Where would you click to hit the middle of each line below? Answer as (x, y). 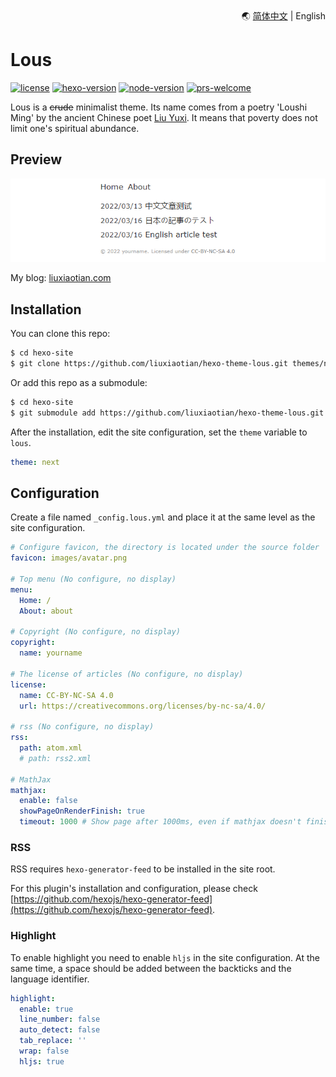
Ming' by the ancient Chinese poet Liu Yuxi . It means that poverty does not (164, 117)
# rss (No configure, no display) (82, 727)
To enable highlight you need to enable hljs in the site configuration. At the (165, 957)
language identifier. (50, 979)
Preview (36, 159)
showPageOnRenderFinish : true (82, 811)
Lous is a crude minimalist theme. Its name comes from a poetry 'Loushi (159, 107)
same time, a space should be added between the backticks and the (151, 968)
